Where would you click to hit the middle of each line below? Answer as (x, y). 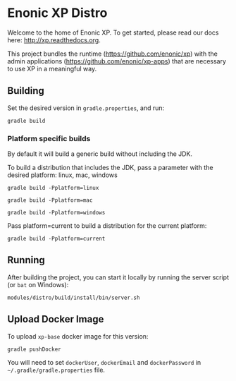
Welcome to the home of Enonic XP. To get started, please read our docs (113, 32)
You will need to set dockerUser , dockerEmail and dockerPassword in (104, 362)
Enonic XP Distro (57, 13)
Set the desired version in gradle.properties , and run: (86, 108)
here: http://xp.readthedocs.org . (54, 40)
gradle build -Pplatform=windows (56, 213)
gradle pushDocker (34, 349)
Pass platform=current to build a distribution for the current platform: (107, 226)
